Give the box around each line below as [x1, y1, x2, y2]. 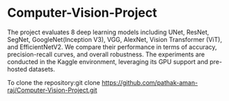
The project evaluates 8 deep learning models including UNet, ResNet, [7, 28, 210, 36]
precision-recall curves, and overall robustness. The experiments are [7, 50, 205, 59]
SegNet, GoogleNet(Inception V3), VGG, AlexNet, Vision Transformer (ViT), [7, 35, 223, 43]
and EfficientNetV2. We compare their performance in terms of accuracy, [7, 42, 217, 51]
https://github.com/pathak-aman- [102, 78, 198, 86]
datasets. [29, 65, 56, 73]
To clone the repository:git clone [7, 78, 101, 86]
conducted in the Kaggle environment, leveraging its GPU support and [7, 57, 209, 65]
